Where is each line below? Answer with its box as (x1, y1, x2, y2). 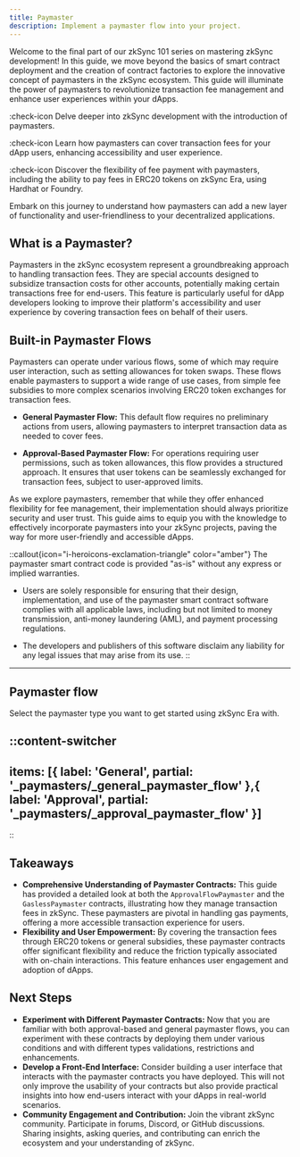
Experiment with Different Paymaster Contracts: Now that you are (21, 1014, 271, 1025)
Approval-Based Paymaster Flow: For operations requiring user (21, 448, 259, 459)
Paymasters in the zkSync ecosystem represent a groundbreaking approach (9, 260, 289, 271)
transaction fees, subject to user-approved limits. (21, 477, 204, 487)
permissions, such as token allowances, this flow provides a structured (21, 457, 284, 469)
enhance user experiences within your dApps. (9, 93, 179, 104)
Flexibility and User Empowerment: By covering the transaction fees (21, 926, 278, 937)
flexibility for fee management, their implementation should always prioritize (9, 504, 288, 514)
